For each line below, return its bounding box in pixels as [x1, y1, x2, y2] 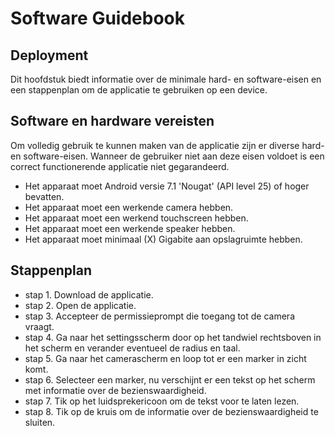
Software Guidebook [10, 7, 185, 30]
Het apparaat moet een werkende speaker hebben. [24, 222, 236, 234]
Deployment [10, 47, 89, 64]
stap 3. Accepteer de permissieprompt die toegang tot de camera [24, 310, 296, 322]
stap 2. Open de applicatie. [24, 299, 137, 311]
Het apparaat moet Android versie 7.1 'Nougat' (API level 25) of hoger [24, 180, 310, 192]
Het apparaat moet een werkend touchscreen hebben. [24, 212, 249, 224]
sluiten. [24, 416, 56, 428]
